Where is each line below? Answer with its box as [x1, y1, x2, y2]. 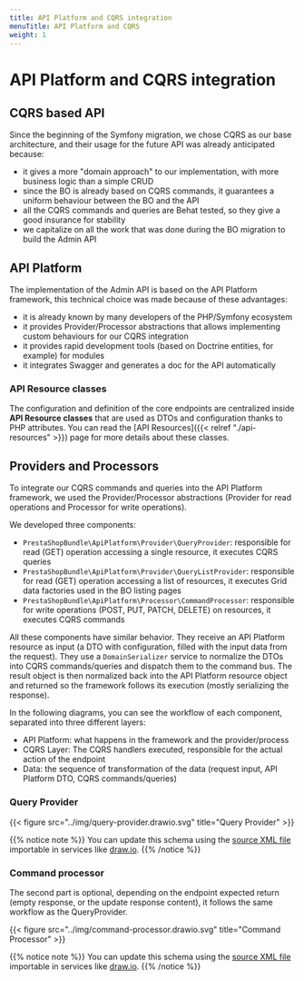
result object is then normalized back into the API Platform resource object [9, 670, 288, 681]
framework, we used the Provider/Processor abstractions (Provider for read [9, 492, 292, 503]
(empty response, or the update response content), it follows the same [9, 897, 274, 907]
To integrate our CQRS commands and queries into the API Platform [9, 482, 263, 493]
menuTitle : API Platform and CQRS [9, 22, 141, 31]
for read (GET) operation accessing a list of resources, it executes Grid [22, 576, 288, 587]
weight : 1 [9, 30, 47, 39]
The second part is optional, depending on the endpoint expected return [9, 887, 279, 897]
